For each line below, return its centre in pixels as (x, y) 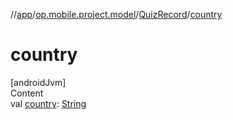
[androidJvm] (38, 82)
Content (27, 93)
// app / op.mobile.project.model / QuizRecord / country (116, 14)
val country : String (48, 103)
